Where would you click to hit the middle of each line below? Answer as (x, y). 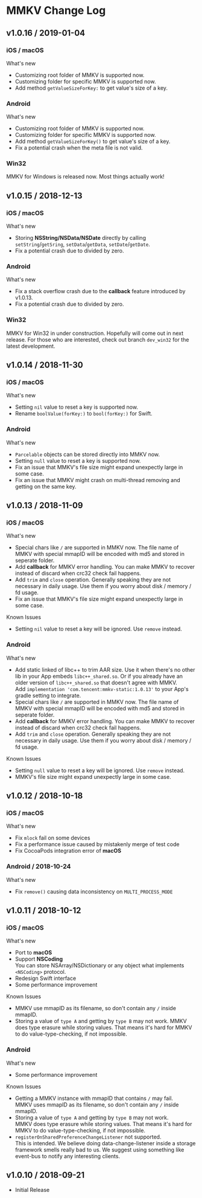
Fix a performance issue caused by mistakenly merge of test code (97, 844)
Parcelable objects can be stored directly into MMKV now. (87, 454)
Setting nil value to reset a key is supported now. (77, 407)
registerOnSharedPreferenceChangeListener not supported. (88, 1137)
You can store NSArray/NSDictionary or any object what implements (99, 965)
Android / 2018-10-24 (39, 867)
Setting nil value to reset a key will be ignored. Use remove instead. (98, 629)
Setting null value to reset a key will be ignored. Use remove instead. (100, 770)
